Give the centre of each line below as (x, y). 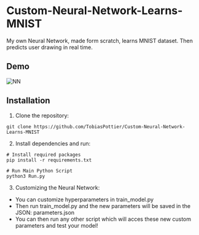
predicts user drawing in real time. (50, 47)
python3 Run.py (26, 176)
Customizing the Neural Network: (57, 187)
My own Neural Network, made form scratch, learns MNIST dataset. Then (100, 40)
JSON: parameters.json (45, 212)
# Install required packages (44, 155)
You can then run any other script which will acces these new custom (103, 219)
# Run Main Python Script (39, 171)
